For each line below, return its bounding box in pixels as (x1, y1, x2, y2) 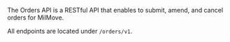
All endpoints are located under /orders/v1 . (7, 27, 133, 35)
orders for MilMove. (7, 13, 64, 22)
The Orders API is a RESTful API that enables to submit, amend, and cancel (7, 6, 224, 14)
